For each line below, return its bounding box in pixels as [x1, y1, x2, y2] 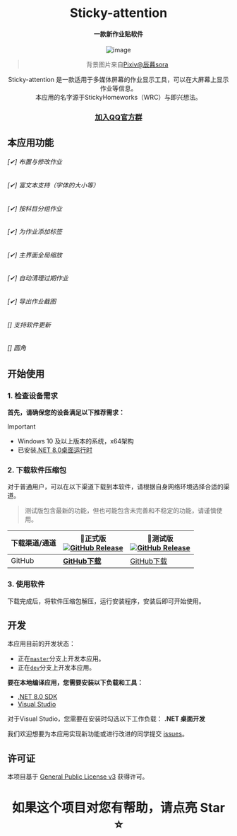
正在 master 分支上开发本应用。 [17, 654, 105, 663]
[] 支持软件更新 [7, 320, 51, 329]
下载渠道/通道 [11, 538, 56, 548]
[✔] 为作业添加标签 [7, 228, 62, 236]
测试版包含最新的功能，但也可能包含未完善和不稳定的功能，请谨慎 [24, 506, 217, 515]
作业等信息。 [99, 84, 138, 93]
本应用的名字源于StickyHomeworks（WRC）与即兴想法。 [35, 93, 202, 102]
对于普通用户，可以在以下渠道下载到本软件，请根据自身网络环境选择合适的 [7, 482, 224, 491]
